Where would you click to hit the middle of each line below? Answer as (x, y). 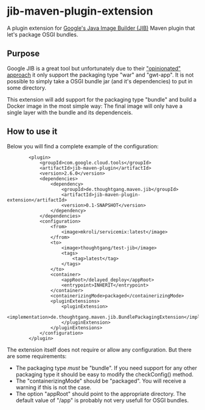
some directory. (26, 88)
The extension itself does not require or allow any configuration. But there (99, 349)
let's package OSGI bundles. (43, 34)
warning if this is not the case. (54, 387)
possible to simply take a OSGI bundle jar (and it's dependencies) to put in (100, 81)
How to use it (32, 132)
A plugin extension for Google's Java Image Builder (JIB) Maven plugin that (101, 28)
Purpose (23, 54)
